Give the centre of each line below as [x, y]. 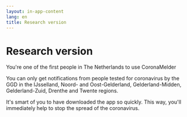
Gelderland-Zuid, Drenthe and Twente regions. [62, 91]
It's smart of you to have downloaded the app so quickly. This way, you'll [94, 102]
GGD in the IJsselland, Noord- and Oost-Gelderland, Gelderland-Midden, [94, 84]
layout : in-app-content [35, 11]
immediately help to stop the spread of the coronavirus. [73, 108]
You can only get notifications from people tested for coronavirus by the [93, 79]
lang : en [17, 17]
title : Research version [36, 22]
